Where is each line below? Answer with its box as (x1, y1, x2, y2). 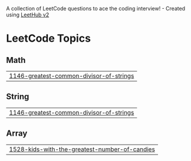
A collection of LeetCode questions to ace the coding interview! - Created (6, 5, 186, 12)
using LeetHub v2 (6, 11, 50, 18)
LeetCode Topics (6, 32, 91, 45)
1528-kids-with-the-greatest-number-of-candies (9, 145, 155, 153)
